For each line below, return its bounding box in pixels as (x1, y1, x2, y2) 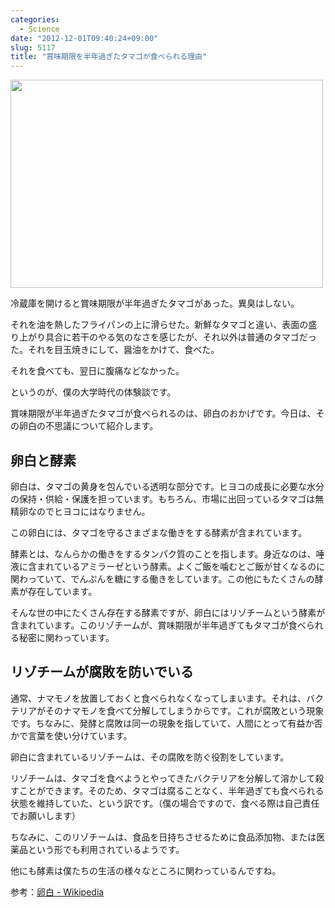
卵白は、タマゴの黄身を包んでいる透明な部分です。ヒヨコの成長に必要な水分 (10, 480, 325, 492)
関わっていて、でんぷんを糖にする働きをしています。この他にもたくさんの (10, 572, 315, 585)
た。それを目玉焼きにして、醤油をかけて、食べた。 (10, 344, 220, 356)
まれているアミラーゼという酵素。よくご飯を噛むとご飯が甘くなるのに (36, 560, 326, 572)
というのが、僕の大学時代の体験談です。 (10, 386, 177, 398)
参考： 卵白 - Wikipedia (10, 886, 105, 898)
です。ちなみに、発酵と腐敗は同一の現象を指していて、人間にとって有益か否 (10, 717, 323, 729)
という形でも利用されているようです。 (27, 843, 185, 855)
